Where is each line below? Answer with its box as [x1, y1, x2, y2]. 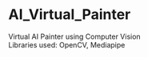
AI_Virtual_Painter [8, 6, 131, 24]
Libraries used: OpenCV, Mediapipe [8, 40, 126, 49]
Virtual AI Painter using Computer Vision [8, 32, 142, 41]
